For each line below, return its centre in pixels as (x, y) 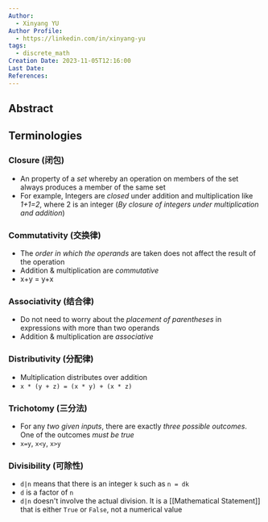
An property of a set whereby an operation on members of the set (129, 178)
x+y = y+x (37, 279)
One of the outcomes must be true (77, 434)
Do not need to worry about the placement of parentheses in (121, 319)
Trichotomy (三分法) (48, 408)
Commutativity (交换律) (55, 235)
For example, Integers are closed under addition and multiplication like (136, 195)
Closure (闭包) (36, 161)
